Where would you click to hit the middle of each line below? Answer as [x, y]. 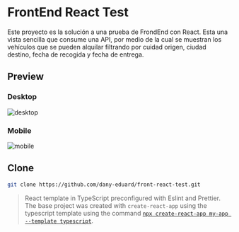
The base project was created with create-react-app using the [116, 205]
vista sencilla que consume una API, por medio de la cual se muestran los [115, 39]
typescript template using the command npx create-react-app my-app [126, 213]
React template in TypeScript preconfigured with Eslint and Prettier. [123, 198]
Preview [26, 77]
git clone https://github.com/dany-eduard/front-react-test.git [104, 185]
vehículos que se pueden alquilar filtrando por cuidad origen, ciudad [107, 47]
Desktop [22, 97]
